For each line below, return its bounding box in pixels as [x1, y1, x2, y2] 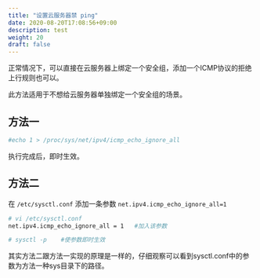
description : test [8, 26, 68, 34]
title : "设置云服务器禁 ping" [8, 11, 99, 20]
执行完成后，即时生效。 [8, 151, 84, 161]
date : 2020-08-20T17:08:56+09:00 [8, 19, 117, 27]
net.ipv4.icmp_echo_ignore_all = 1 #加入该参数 [8, 221, 168, 230]
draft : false [8, 41, 51, 49]
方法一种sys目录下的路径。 [21, 261, 109, 271]
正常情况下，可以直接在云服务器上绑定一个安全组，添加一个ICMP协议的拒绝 [8, 64, 252, 73]
